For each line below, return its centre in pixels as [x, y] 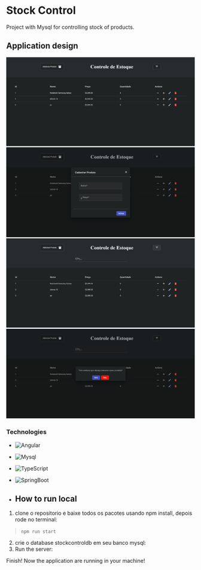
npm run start [38, 532]
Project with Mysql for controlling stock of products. [70, 27]
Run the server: [34, 549]
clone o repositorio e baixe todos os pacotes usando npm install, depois [103, 513]
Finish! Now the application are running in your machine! [76, 561]
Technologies [26, 432]
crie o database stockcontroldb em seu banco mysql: [80, 543]
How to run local [46, 499]
